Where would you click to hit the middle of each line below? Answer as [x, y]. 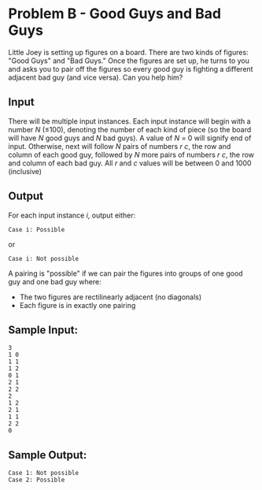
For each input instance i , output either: [72, 215]
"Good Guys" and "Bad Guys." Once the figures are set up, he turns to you [129, 61]
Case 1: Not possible [44, 473]
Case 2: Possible [37, 480]
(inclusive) [25, 171]
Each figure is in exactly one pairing [77, 305]
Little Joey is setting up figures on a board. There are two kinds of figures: [129, 52]
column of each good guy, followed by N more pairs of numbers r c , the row [131, 154]
